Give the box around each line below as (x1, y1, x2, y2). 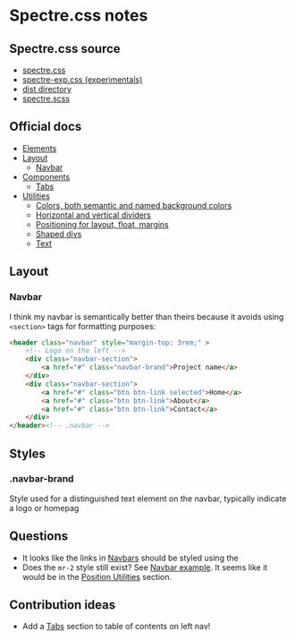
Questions (9, 529, 69, 544)
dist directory (21, 84, 72, 94)
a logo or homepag (9, 502, 80, 513)
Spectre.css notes (9, 5, 148, 26)
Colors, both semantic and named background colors (35, 200, 232, 210)
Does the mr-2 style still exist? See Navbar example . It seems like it (21, 561, 268, 573)
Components (21, 171, 71, 182)
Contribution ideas (9, 597, 116, 613)
